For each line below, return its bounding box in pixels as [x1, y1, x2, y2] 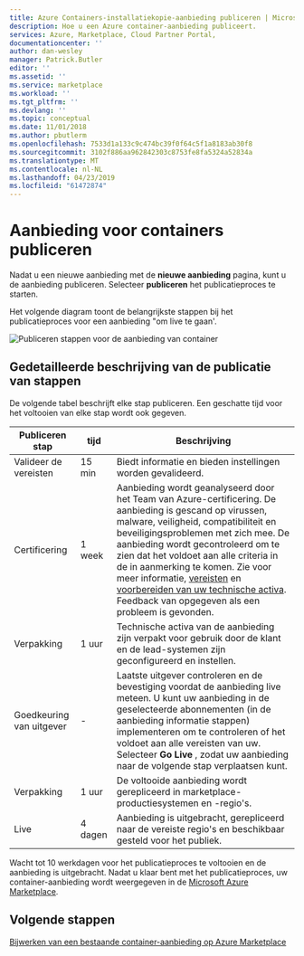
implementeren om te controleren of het [116, 725, 286, 738]
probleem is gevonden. [116, 605, 214, 618]
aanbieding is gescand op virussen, [116, 504, 268, 516]
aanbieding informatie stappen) [116, 714, 251, 726]
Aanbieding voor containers [9, 221, 224, 241]
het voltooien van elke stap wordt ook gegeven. [9, 407, 187, 418]
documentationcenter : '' [9, 38, 103, 48]
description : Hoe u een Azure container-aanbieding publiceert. [9, 22, 257, 31]
